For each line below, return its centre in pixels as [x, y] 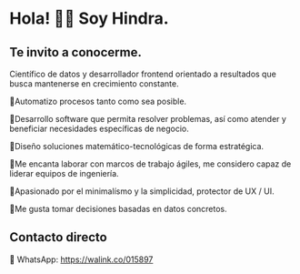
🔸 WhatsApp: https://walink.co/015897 [81, 259]
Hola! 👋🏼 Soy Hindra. [90, 19]
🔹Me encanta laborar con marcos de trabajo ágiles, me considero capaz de [150, 164]
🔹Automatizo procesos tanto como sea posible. [98, 101]
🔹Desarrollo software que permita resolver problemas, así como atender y [148, 119]
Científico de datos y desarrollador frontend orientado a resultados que [143, 74]
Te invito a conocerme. [76, 52]
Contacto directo [58, 237]
